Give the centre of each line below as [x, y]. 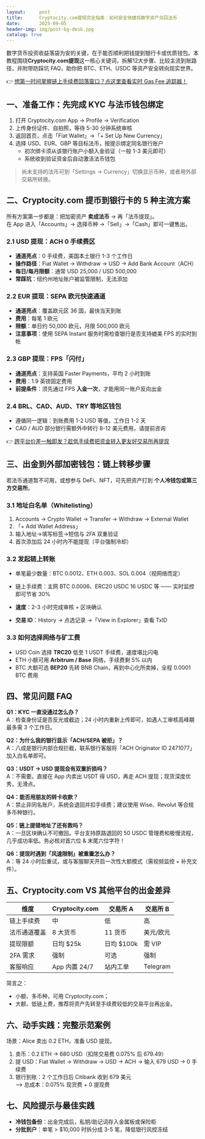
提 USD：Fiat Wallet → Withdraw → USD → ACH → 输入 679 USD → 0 [103, 1062]
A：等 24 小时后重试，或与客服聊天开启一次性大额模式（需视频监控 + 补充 [99, 861]
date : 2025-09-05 [37, 23]
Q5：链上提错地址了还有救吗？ [45, 825]
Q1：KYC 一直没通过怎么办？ [43, 712]
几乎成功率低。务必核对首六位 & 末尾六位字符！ [66, 841]
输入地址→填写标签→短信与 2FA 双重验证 [67, 534]
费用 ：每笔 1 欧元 [37, 319]
